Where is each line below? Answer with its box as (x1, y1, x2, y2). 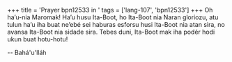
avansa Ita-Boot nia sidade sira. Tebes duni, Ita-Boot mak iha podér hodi (7, 28, 215, 36)
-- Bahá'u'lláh (7, 48, 47, 56)
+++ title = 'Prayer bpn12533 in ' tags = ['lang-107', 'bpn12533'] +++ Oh (7, 6, 213, 14)
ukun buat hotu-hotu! (7, 35, 68, 43)
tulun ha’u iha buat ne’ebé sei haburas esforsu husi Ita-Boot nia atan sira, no (7, 21, 225, 28)
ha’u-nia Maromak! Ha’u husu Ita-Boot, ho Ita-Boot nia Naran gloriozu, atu (7, 13, 219, 21)
